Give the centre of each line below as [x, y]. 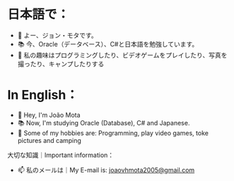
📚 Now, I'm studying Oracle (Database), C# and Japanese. [104, 123]
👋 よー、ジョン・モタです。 [57, 35]
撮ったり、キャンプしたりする [61, 63]
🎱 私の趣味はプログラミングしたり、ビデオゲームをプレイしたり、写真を [122, 55]
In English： [43, 95]
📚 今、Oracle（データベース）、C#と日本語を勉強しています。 [108, 44]
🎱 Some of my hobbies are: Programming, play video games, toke [113, 133]
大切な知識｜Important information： [61, 155]
